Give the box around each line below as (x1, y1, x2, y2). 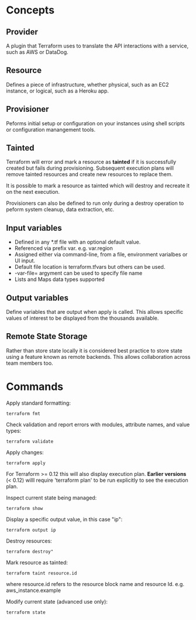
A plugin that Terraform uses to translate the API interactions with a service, (6, 42, 189, 49)
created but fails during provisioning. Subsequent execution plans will (6, 165, 174, 172)
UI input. (14, 257, 36, 264)
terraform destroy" (6, 549, 54, 554)
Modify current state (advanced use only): (6, 598, 108, 605)
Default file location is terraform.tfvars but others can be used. (14, 263, 166, 270)
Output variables (6, 293, 69, 303)
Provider (6, 27, 38, 37)
